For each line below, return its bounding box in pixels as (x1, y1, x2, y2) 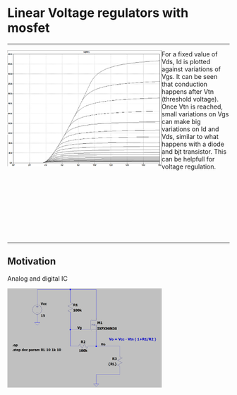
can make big (162, 117, 201, 126)
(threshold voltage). (162, 95, 219, 103)
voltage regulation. (162, 162, 217, 171)
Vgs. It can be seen (162, 72, 218, 80)
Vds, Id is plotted (162, 57, 210, 66)
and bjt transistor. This (162, 147, 227, 156)
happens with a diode (162, 140, 224, 148)
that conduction (162, 80, 208, 88)
